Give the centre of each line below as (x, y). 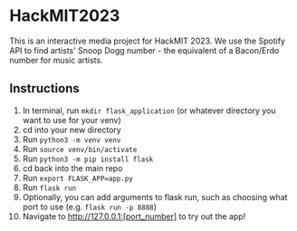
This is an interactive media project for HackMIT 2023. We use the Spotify (147, 41)
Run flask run (49, 188)
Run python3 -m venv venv (72, 139)
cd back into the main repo (72, 168)
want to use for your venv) (72, 120)
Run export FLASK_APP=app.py (77, 178)
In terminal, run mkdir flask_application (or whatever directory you (149, 111)
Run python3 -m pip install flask (88, 159)
